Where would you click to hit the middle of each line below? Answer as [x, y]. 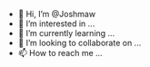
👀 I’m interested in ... [56, 24]
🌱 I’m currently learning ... [66, 33]
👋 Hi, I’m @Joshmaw [57, 14]
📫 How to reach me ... [60, 53]
